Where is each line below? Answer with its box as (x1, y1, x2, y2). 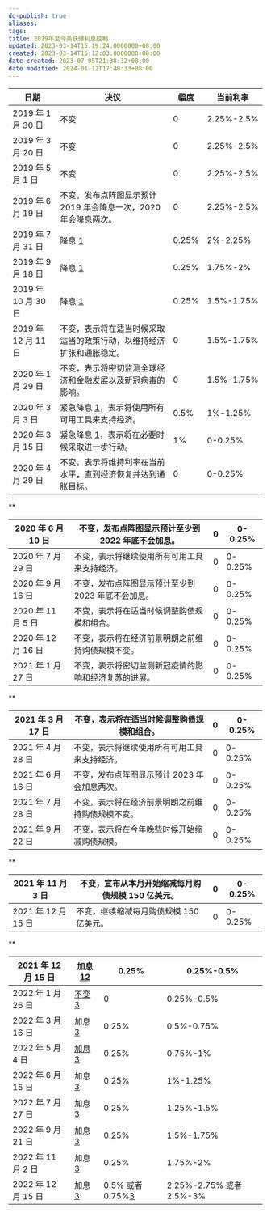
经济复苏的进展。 (90, 672, 156, 683)
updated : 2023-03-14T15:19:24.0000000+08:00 (8, 42, 161, 50)
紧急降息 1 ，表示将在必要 (60, 429, 157, 440)
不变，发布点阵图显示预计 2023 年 (73, 769, 204, 780)
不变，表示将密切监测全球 (60, 362, 157, 373)
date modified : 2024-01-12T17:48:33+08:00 (8, 65, 153, 73)
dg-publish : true (8, 11, 67, 20)
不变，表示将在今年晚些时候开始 (73, 823, 195, 834)
